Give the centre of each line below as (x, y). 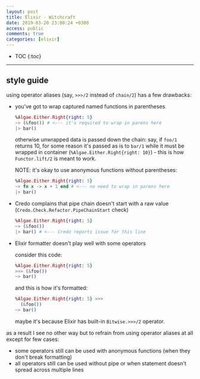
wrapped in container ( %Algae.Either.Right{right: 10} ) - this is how (99, 152)
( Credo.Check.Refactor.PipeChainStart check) (72, 210)
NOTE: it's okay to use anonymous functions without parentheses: (96, 170)
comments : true (25, 34)
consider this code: (38, 255)
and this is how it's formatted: (51, 288)
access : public (25, 28)
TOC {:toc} (28, 56)
